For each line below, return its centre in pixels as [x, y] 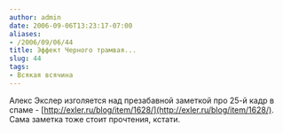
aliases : [25, 34]
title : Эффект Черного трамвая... [73, 51]
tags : [19, 67]
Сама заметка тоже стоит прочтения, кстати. [94, 119]
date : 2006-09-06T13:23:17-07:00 [71, 26]
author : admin [35, 17]
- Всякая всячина [41, 75]
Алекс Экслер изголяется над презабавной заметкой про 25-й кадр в [142, 100]
